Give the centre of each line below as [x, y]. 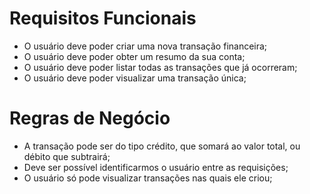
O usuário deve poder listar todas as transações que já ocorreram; [160, 67]
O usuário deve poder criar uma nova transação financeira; [145, 46]
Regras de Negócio [90, 118]
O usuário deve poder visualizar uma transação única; [135, 78]
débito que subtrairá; [67, 156]
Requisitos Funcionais [103, 18]
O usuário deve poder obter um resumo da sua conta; [134, 56]
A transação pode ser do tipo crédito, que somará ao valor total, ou [162, 146]
